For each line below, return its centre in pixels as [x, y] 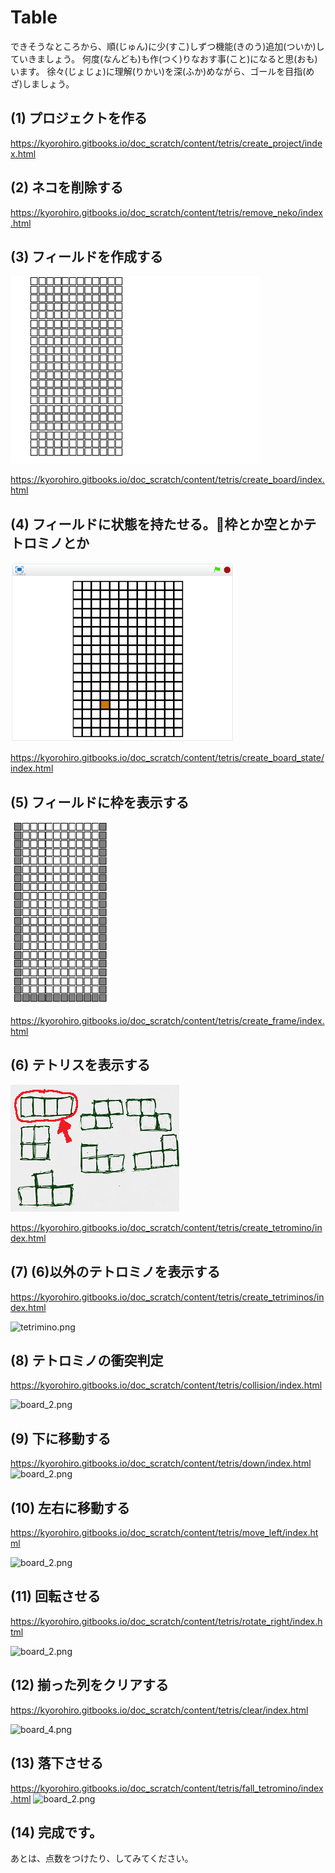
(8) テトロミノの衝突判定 [87, 1361]
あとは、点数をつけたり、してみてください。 [102, 1858]
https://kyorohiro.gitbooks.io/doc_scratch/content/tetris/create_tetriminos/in [167, 1297]
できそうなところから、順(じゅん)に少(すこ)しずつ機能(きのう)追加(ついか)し [167, 46]
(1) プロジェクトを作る [79, 118]
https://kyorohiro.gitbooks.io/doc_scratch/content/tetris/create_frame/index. [167, 1020]
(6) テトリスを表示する [80, 1065]
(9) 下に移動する [61, 1438]
